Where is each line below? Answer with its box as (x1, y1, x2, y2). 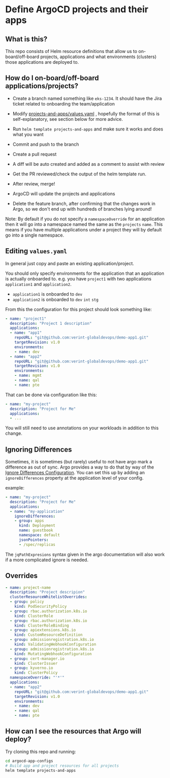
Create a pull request (12, 151, 57, 157)
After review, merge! (12, 180, 55, 187)
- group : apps (14, 518, 44, 524)
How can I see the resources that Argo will (5, 727, 142, 736)
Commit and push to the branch (12, 141, 79, 147)
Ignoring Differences (5, 445, 72, 454)
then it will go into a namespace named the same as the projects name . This (5, 221, 163, 227)
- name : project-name (5, 585, 51, 590)
